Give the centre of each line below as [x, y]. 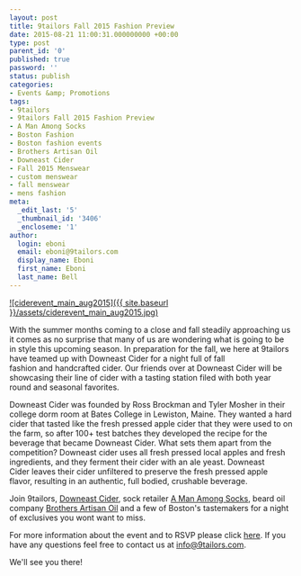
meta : [19, 202]
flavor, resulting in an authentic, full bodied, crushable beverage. [128, 481]
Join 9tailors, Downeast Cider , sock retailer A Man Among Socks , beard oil [147, 498]
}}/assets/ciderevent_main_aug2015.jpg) [84, 312]
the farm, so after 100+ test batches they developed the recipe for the [138, 433]
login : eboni [42, 244]
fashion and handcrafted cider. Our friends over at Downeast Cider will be [146, 368]
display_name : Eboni [56, 261]
